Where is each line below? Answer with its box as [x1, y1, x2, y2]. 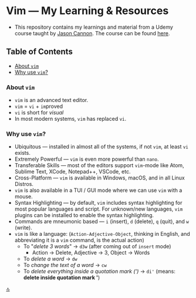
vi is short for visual [14, 109, 64, 116]
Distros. [14, 181, 34, 188]
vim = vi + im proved [14, 103, 63, 110]
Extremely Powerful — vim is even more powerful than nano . [14, 155, 159, 162]
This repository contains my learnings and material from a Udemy [14, 23, 173, 31]
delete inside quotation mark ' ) [23, 274, 100, 281]
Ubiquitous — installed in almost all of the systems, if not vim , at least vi [14, 143, 189, 150]
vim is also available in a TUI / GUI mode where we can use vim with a [14, 187, 183, 194]
